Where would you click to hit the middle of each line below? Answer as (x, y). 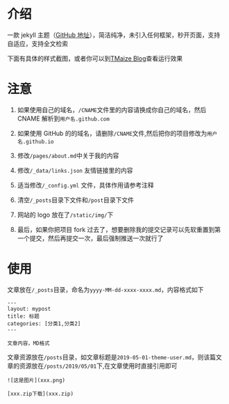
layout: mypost (29, 309)
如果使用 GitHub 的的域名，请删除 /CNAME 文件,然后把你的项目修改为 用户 (117, 133)
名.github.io (35, 141)
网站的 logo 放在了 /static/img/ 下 (65, 215)
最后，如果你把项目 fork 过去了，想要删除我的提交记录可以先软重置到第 (119, 229)
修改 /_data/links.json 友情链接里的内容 (75, 170)
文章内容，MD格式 (28, 343)
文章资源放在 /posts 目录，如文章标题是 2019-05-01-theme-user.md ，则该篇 (112, 357)
